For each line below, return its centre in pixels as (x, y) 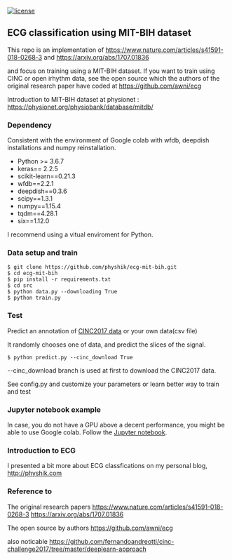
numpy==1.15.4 (39, 206)
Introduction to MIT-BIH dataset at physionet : (73, 99)
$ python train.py (34, 298)
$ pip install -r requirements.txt (59, 280)
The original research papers (49, 507)
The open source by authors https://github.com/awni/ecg (90, 528)
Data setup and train (43, 253)
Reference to (30, 491)
